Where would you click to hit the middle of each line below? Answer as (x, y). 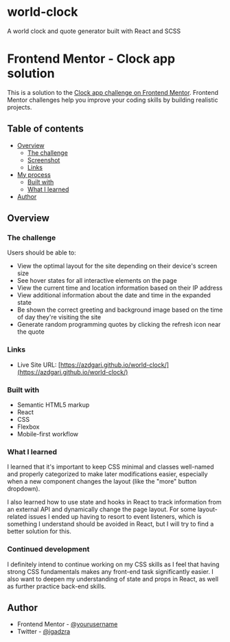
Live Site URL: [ (39, 365)
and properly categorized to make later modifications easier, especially (107, 474)
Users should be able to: (42, 253)
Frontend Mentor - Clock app (91, 59)
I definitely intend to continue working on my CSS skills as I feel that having (113, 564)
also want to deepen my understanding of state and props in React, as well (113, 579)
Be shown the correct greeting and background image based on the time (120, 310)
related (17, 517)
